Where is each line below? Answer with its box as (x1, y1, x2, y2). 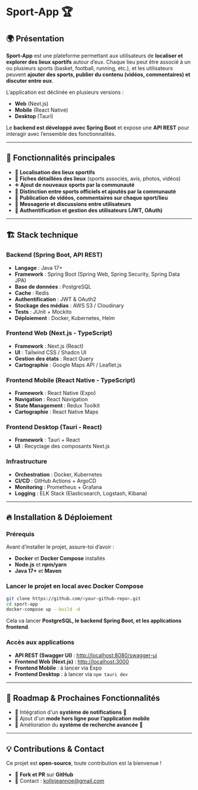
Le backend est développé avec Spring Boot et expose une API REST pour (6, 124, 190, 131)
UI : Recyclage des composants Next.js (14, 443, 110, 450)
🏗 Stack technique (6, 230, 78, 240)
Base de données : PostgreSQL (14, 283, 91, 290)
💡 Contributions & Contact (6, 744, 105, 754)
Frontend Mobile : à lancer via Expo (14, 664, 102, 671)
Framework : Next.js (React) (14, 342, 84, 350)
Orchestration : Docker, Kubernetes (14, 471, 103, 478)
